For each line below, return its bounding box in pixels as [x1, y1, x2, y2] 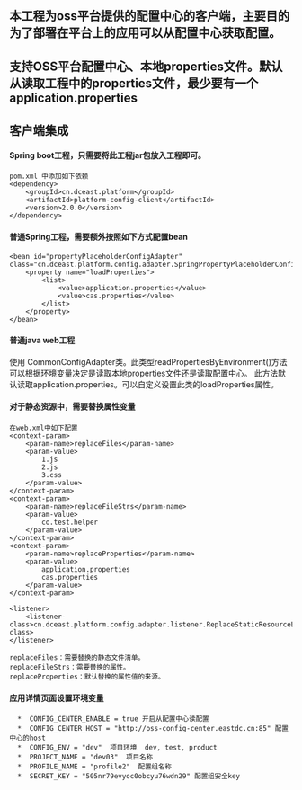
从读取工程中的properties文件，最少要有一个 [9, 75, 259, 91]
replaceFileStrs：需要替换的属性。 [9, 662, 130, 671]
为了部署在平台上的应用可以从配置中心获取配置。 [9, 25, 281, 40]
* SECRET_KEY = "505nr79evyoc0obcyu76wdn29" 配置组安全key [17, 772, 241, 781]
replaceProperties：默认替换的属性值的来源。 [9, 672, 165, 681]
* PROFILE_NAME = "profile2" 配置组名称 [17, 762, 173, 771]
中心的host [9, 733, 47, 743]
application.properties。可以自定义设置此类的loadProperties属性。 [32, 378, 279, 389]
